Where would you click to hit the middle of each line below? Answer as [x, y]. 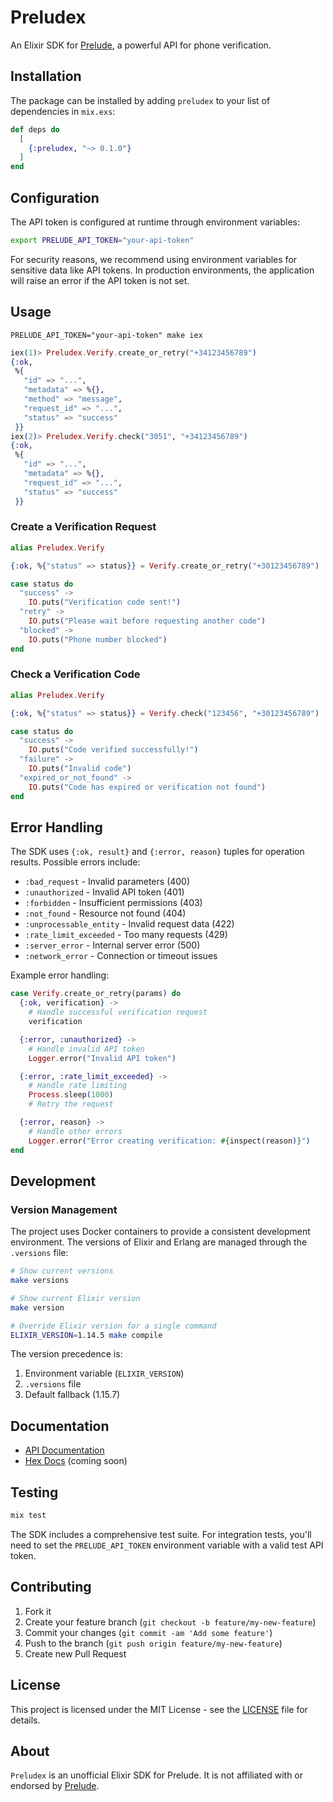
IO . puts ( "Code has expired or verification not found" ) [147, 787]
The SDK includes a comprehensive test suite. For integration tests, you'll [161, 1534]
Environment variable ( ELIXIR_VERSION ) [104, 1373]
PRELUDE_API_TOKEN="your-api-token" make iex [106, 335]
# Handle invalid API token [86, 1049]
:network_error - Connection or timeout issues [121, 956]
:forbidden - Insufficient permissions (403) [113, 903]
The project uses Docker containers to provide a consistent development [160, 1232]
